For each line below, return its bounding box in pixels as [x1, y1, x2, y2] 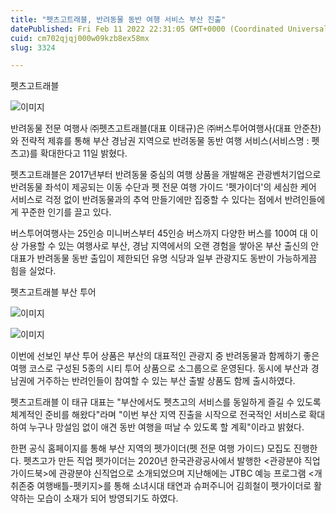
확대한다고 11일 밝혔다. [39, 147, 128, 160]
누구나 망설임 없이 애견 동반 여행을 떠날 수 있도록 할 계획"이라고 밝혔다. [28, 421, 305, 433]
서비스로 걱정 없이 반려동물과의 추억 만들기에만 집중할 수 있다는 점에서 [10, 194, 283, 206]
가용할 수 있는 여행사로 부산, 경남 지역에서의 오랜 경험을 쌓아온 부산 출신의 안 [20, 240, 320, 252]
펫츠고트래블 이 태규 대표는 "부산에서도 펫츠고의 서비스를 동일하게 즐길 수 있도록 [10, 396, 322, 408]
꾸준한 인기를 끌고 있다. [20, 206, 112, 218]
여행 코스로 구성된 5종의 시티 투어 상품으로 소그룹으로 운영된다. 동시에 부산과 [10, 362, 309, 375]
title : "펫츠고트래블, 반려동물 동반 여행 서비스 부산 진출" [10, 14, 227, 25]
